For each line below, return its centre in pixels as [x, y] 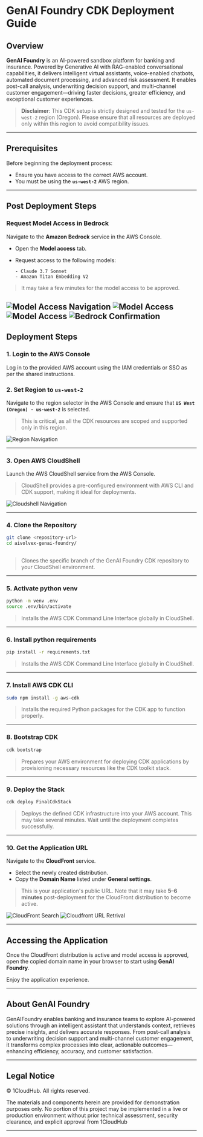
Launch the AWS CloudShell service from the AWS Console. [81, 474]
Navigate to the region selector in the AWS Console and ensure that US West [101, 403]
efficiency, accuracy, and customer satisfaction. [94, 1051]
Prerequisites [32, 148]
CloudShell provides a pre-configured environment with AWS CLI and [107, 485]
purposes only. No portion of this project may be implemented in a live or [97, 1108]
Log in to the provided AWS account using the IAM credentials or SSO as [97, 367]
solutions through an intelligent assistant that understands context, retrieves [101, 1025]
